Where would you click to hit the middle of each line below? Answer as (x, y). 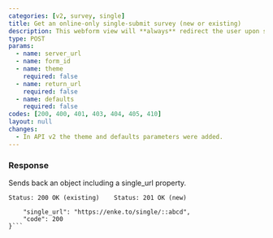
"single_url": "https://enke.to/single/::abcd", (107, 212)
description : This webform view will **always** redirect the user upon (134, 31)
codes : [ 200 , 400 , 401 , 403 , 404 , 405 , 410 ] (85, 115)
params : (22, 46)
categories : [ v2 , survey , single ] (67, 16)
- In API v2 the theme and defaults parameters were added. (119, 136)
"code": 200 (43, 219)
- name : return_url (49, 84)
